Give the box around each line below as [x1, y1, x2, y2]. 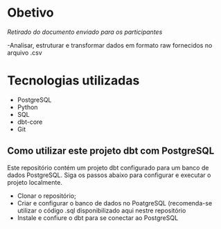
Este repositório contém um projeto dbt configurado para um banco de [7, 163, 209, 172]
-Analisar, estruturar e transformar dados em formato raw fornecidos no [7, 41, 213, 49]
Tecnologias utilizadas [7, 73, 140, 89]
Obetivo [7, 5, 54, 21]
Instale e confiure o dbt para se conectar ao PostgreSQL [17, 213, 179, 222]
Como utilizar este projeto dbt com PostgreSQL [7, 145, 215, 157]
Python [17, 102, 38, 111]
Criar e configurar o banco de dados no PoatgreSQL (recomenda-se [17, 199, 213, 207]
